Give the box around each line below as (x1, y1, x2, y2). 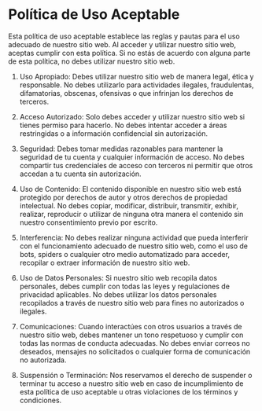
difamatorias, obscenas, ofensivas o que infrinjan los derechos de (19, 88, 234, 97)
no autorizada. (19, 355, 67, 365)
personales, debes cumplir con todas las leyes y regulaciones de (19, 281, 231, 291)
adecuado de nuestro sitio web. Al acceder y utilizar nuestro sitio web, (8, 39, 237, 49)
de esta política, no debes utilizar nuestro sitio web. (8, 57, 175, 66)
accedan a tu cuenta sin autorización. (19, 169, 142, 178)
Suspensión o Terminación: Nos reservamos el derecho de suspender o (19, 370, 253, 380)
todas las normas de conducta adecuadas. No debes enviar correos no (19, 338, 250, 347)
